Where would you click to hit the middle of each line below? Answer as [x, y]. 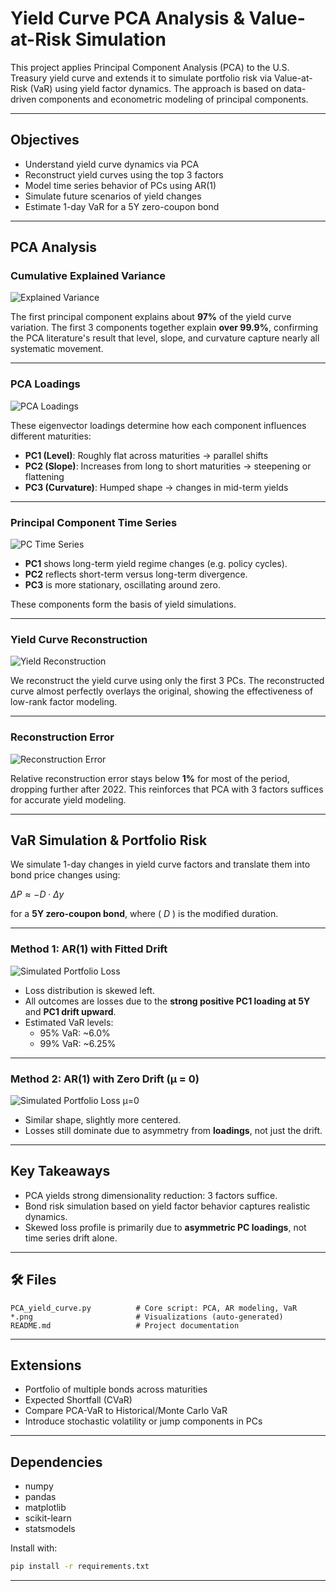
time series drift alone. [71, 1238]
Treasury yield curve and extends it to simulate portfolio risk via [141, 78]
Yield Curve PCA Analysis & [127, 18]
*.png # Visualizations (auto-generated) [147, 1317]
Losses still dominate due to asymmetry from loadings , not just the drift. [173, 1131]
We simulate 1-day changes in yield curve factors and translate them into [160, 864]
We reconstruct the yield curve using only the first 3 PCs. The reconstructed [167, 681]
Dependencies [56, 1462]
